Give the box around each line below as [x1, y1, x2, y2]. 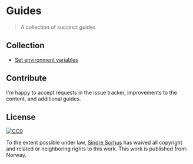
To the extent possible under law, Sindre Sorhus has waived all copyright [6, 139, 182, 146]
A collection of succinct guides [20, 24, 96, 31]
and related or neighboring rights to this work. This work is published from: [6, 145, 188, 152]
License [6, 112, 36, 122]
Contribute [6, 73, 47, 83]
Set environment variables [14, 56, 78, 63]
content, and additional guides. [6, 95, 81, 102]
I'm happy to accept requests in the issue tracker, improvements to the [6, 89, 178, 96]
